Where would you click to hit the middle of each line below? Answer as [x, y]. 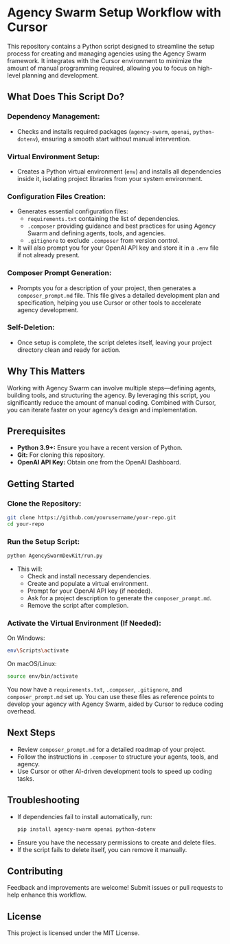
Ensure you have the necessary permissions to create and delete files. [116, 842]
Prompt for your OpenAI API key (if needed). [90, 591]
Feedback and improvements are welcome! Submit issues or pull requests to [115, 888]
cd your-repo [26, 524]
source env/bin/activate [43, 676]
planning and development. [60, 75]
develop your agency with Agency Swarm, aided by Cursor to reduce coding [115, 704]
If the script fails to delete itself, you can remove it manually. [102, 849]
